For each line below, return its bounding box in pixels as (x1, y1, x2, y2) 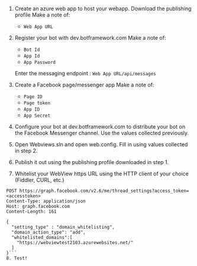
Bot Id (23, 47, 40, 53)
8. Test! (6, 255, 28, 261)
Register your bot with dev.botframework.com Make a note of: (14, 34, 166, 41)
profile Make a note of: (14, 11, 70, 18)
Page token (23, 100, 51, 106)
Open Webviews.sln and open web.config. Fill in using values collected (14, 141, 188, 148)
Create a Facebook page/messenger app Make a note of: (14, 81, 154, 88)
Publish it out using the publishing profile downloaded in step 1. (14, 159, 169, 165)
